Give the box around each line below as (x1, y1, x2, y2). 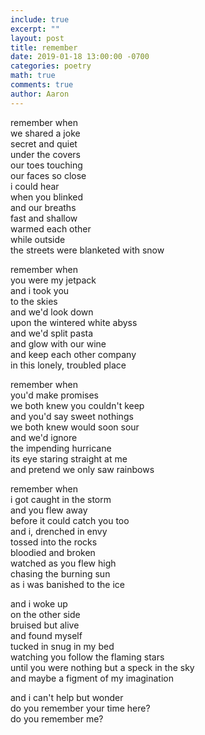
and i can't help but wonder (10, 691, 124, 703)
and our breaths (10, 201, 77, 213)
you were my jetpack (10, 274, 97, 286)
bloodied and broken (10, 546, 96, 558)
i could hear (10, 180, 60, 192)
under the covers (10, 148, 81, 160)
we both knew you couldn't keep (10, 399, 145, 411)
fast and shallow (10, 212, 78, 224)
